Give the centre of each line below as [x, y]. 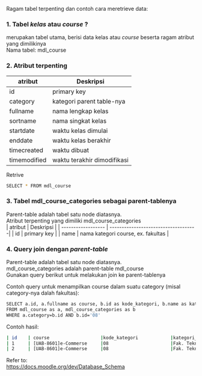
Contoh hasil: [23, 327]
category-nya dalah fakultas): [43, 293]
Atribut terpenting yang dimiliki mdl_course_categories [74, 220]
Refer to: [17, 360]
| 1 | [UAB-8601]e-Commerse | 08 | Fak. [95, 343]
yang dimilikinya [26, 44]
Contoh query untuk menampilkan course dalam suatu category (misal [93, 287]
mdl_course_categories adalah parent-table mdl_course [75, 269]
